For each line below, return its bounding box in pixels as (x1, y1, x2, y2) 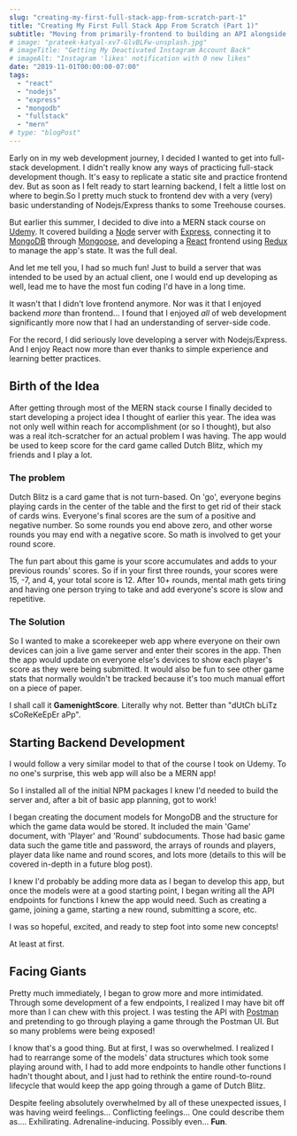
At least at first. (9, 938, 65, 949)
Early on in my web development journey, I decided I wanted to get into (9, 152, 268, 163)
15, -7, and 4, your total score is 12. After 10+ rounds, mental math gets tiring (9, 574, 286, 585)
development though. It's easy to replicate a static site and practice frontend (9, 171, 288, 182)
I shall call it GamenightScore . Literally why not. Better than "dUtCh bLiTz (9, 700, 278, 711)
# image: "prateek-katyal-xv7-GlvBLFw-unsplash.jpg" (9, 37, 208, 47)
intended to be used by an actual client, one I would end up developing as (9, 271, 278, 282)
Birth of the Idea (9, 378, 100, 394)
